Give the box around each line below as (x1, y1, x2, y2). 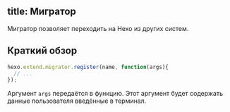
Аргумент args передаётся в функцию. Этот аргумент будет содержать (7, 89, 224, 98)
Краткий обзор (7, 45, 78, 57)
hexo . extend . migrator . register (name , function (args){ (7, 63, 169, 70)
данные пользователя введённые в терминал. (7, 97, 147, 105)
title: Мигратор (7, 6, 76, 18)
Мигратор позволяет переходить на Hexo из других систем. (7, 24, 189, 32)
